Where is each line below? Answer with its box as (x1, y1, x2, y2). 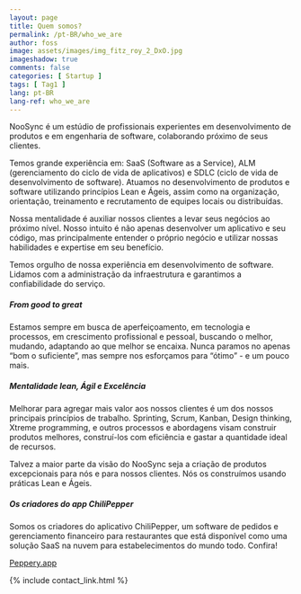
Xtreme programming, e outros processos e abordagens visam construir (9, 422, 277, 433)
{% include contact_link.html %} (9, 575, 128, 586)
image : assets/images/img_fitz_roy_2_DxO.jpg (9, 47, 182, 56)
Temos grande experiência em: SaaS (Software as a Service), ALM (9, 158, 256, 169)
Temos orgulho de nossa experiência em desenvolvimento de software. (9, 260, 274, 270)
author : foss (9, 38, 58, 48)
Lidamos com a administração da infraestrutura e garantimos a (9, 269, 243, 279)
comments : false (9, 64, 70, 73)
